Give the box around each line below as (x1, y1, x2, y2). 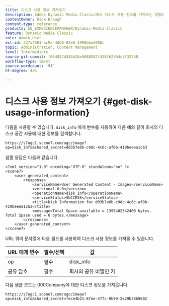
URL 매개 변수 (8, 249, 39, 256)
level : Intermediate (5, 49, 49, 54)
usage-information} (5, 107, 90, 118)
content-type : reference (5, 21, 57, 27)
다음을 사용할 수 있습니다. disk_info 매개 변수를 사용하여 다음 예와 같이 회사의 (5, 124, 158, 130)
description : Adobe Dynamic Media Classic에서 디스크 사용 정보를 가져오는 (5, 12, 153, 17)
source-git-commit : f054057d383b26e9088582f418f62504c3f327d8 (5, 54, 138, 59)
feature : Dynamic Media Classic (5, 31, 73, 36)
